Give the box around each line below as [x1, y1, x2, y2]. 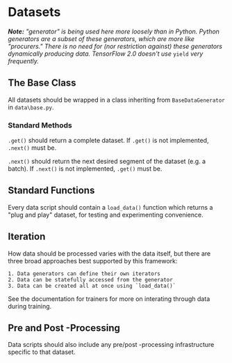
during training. [8, 302, 52, 310]
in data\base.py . [8, 102, 54, 111]
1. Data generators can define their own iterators [8, 270, 160, 277]
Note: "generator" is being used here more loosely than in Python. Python [8, 27, 219, 36]
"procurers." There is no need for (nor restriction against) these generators [8, 42, 223, 50]
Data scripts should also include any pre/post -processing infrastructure [8, 341, 215, 349]
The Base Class [8, 77, 76, 89]
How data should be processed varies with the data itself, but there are [8, 249, 211, 258]
